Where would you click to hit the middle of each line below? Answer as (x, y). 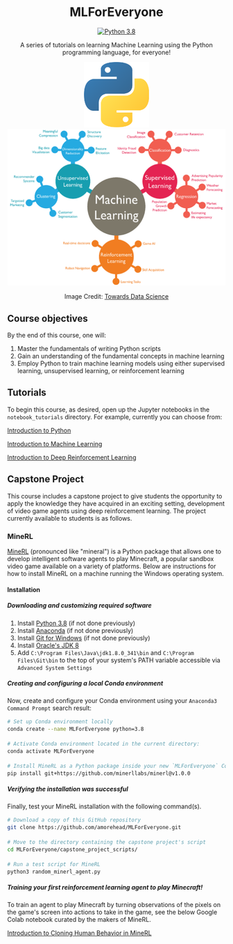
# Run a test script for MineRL (54, 864)
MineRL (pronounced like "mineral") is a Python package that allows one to (114, 551)
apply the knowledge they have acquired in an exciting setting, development (116, 503)
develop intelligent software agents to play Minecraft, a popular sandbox (111, 558)
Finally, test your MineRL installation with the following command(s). (104, 807)
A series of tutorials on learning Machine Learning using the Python (116, 45)
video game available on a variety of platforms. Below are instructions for (112, 566)
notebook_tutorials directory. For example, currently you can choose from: (115, 417)
